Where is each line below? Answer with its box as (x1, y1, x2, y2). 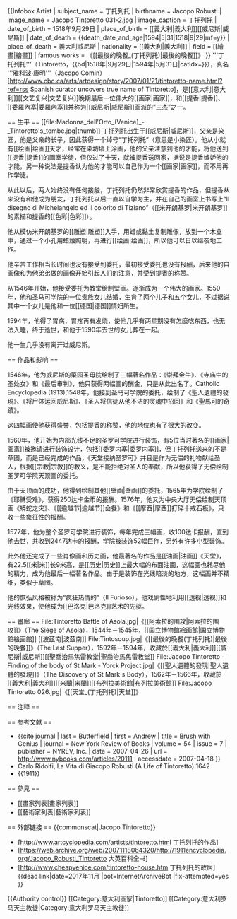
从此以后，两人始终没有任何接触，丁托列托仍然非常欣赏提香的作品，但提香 (7, 186, 224, 194)
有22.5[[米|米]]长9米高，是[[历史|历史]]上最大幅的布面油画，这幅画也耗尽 (7, 561, 220, 568)
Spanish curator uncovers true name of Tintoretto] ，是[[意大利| (30, 85, 214, 93)
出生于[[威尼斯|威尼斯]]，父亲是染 (126, 127, 224, 135)
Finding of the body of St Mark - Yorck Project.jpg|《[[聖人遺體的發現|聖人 (7, 661, 223, 669)
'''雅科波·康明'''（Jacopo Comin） (7, 69, 106, 77)
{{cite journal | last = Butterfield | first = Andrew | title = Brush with (17, 732, 211, 740)
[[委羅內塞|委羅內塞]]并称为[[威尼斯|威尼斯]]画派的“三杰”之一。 (7, 103, 190, 111)
